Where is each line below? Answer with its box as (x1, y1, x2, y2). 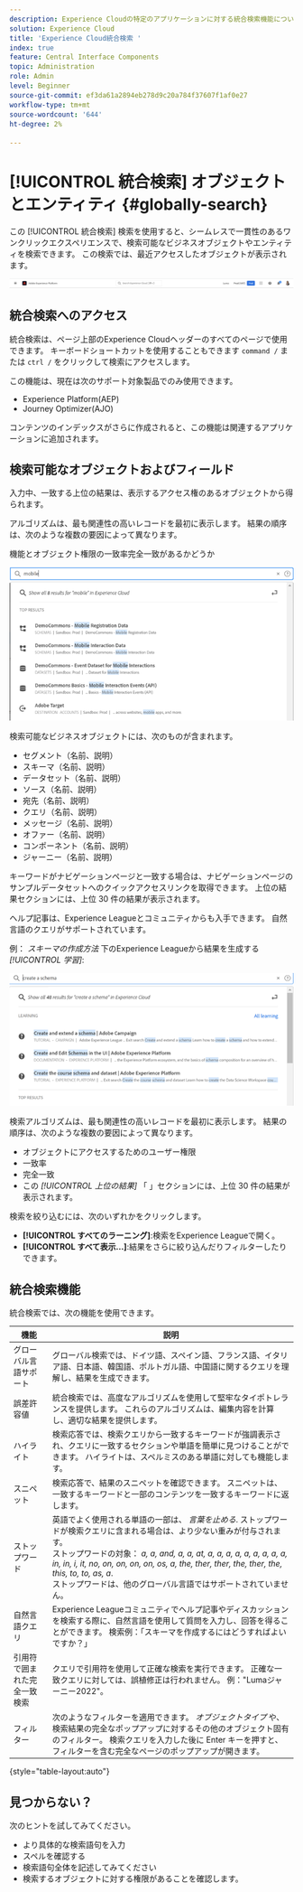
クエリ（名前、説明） (22, 806, 102, 817)
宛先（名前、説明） (22, 795, 95, 806)
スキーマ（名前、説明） (22, 761, 110, 772)
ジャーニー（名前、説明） (22, 851, 118, 862)
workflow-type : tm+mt (9, 100, 91, 109)
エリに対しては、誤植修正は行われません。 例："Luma (67, 1674, 268, 1685)
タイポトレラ (241, 1392, 289, 1403)
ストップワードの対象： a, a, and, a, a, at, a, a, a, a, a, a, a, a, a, (51, 1548, 289, 1559)
